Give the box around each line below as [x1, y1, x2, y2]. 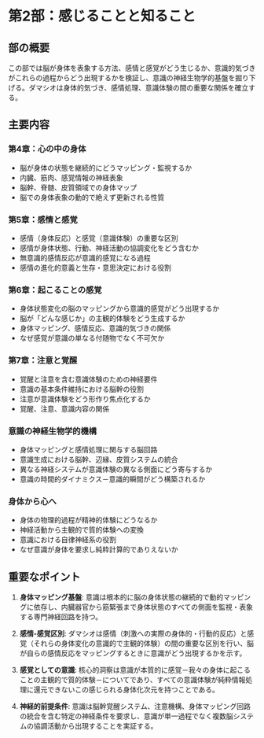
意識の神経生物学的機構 [8, 426, 97, 437]
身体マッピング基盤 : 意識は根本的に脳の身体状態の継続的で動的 [19, 592, 224, 602]
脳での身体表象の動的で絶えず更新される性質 [19, 192, 165, 201]
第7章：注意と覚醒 [8, 355, 78, 366]
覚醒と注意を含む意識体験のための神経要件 [19, 375, 158, 384]
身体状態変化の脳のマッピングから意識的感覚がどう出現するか [19, 304, 220, 313]
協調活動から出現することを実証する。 [33, 721, 158, 730]
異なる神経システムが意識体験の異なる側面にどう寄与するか [19, 464, 213, 474]
